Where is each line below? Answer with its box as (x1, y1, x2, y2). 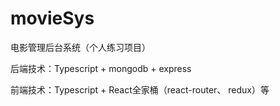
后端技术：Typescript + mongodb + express (10, 62, 192, 74)
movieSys (10, 7, 95, 30)
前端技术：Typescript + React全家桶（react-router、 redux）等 (10, 83, 270, 96)
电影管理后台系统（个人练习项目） (10, 41, 151, 53)
